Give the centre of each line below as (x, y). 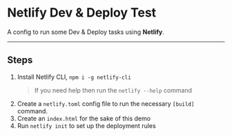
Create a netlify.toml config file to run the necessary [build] (106, 103)
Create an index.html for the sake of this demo (84, 118)
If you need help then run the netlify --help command (113, 90)
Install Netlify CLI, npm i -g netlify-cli (74, 77)
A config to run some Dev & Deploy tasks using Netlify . (86, 32)
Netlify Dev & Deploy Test (82, 13)
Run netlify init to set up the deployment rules (87, 125)
